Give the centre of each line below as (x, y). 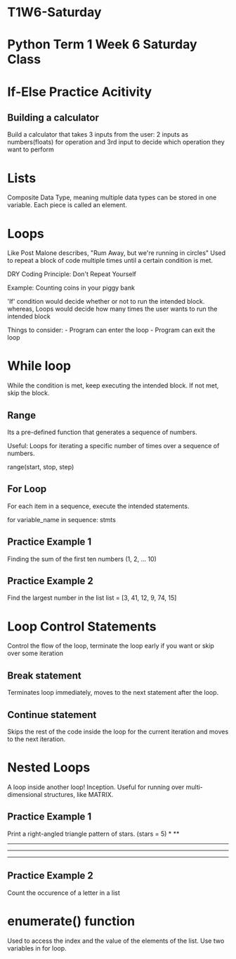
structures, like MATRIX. (79, 794)
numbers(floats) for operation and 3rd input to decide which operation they (116, 142)
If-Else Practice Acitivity (80, 92)
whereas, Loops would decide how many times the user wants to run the (112, 309)
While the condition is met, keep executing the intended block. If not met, (113, 385)
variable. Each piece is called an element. (67, 205)
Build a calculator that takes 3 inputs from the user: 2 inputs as (98, 135)
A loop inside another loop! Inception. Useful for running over (96, 787)
